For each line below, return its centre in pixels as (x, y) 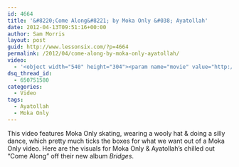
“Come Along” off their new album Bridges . (70, 156)
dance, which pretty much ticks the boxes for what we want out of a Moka (116, 141)
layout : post (27, 41)
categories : (25, 87)
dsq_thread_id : (30, 73)
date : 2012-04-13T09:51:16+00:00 (57, 27)
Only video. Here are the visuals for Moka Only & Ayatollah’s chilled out (111, 148)
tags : (15, 100)
